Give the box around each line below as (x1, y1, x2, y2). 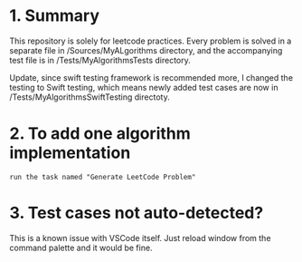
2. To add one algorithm (9, 123, 192, 144)
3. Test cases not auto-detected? (9, 203, 264, 223)
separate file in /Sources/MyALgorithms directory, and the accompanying (9, 44, 283, 55)
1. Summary (9, 5, 100, 26)
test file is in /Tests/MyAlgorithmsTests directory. (9, 54, 192, 65)
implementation (9, 142, 131, 163)
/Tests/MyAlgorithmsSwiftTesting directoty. (9, 92, 170, 102)
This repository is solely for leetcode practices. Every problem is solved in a (9, 35, 292, 46)
